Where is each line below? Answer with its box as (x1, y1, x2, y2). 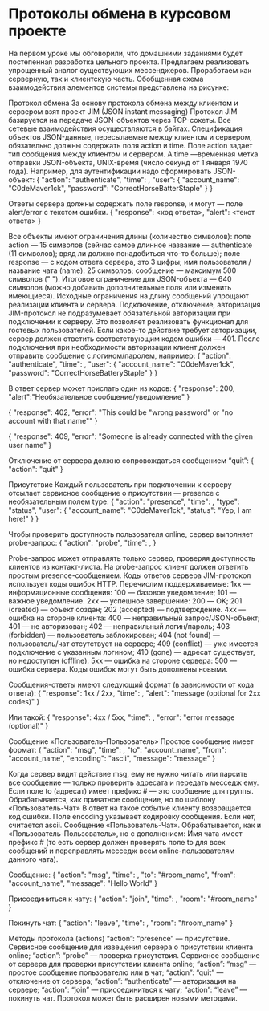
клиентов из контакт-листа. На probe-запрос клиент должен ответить (8, 562, 249, 571)
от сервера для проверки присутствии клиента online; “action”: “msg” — (8, 959, 257, 968)
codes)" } (8, 696, 40, 706)
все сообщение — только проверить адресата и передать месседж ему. (8, 778, 259, 787)
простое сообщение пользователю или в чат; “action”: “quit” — (8, 968, 224, 977)
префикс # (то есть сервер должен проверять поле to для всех (8, 837, 226, 847)
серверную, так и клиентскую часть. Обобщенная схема (8, 74, 204, 83)
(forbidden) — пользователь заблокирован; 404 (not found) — (8, 630, 221, 639)
